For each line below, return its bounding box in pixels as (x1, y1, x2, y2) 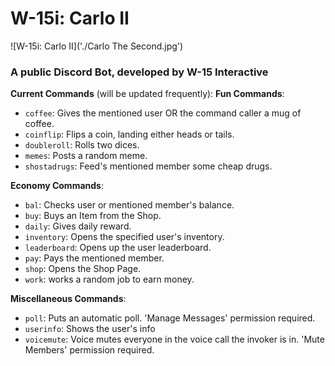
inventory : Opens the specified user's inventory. (24, 231, 225, 243)
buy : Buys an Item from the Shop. (24, 210, 162, 222)
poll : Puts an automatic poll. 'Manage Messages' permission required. (24, 312, 316, 324)
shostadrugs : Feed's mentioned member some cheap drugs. (24, 160, 273, 172)
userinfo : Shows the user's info (24, 323, 156, 335)
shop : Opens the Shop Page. (24, 263, 142, 275)
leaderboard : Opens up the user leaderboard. (24, 242, 212, 254)
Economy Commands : (10, 180, 104, 192)
